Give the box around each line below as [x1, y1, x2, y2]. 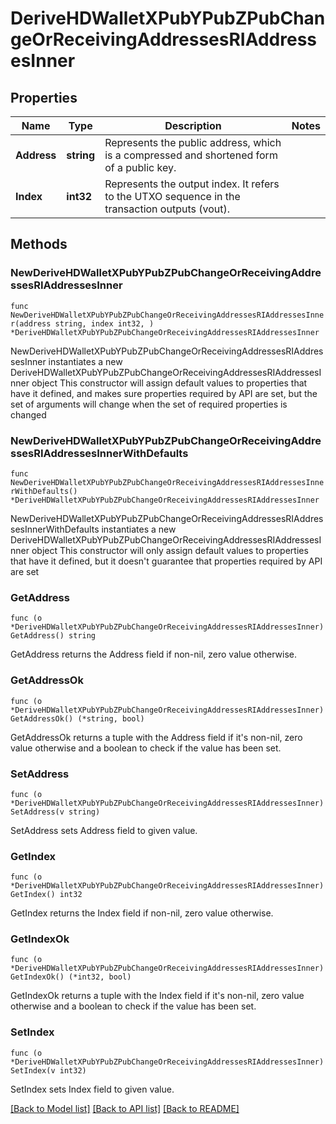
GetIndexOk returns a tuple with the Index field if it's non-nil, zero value [10, 990, 305, 1002]
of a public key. [104, 161, 177, 174]
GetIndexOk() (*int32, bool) [10, 972, 132, 982]
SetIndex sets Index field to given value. [10, 1083, 175, 1095]
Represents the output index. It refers [104, 177, 280, 191]
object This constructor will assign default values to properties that [31, 377, 308, 389]
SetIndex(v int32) [10, 1065, 87, 1076]
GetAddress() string [10, 631, 97, 641]
